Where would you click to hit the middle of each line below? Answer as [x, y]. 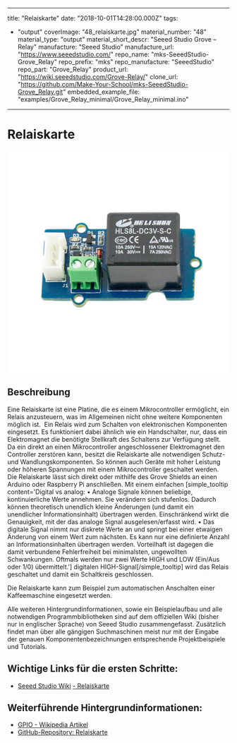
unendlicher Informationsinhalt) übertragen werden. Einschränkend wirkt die [118, 514]
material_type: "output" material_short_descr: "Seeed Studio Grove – [117, 39]
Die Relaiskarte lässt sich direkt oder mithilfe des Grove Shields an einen [112, 476]
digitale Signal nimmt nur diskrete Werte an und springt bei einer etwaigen [115, 529]
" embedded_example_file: [101, 92]
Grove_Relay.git [40, 92]
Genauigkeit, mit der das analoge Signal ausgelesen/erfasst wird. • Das [111, 521]
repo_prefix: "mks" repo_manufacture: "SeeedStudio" [137, 62]
